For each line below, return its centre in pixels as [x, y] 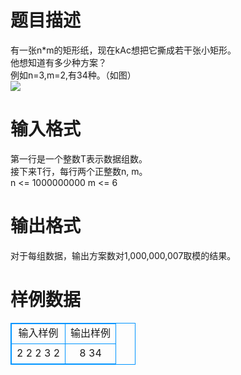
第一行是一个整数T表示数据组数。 [79, 158]
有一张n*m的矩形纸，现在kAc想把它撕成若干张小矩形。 [123, 50]
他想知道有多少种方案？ [58, 62]
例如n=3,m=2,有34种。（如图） [73, 75]
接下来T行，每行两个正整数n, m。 [79, 171]
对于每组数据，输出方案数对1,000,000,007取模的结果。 [123, 255]
